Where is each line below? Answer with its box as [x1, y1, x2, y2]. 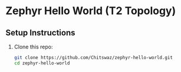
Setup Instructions [5, 28, 75, 38]
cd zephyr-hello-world [14, 60, 70, 66]
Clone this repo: [14, 43, 53, 50]
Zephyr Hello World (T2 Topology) [5, 4, 176, 18]
